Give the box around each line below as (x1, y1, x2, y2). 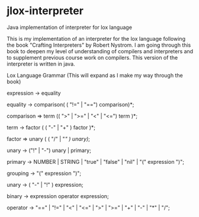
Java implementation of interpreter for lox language (7, 24, 133, 31)
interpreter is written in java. (7, 60, 76, 67)
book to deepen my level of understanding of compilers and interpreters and (7, 47, 194, 54)
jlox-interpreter (7, 4, 84, 18)
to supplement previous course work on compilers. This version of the (7, 54, 178, 61)
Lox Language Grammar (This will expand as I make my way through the (7, 72, 183, 79)
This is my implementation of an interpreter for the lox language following (7, 35, 186, 42)
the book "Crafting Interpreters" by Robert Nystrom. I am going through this (7, 41, 191, 48)
